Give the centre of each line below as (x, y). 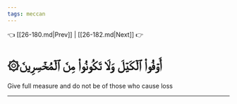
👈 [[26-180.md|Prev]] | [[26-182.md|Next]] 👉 (75, 34)
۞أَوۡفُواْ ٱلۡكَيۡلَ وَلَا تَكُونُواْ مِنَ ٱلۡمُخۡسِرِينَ (85, 65)
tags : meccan (26, 14)
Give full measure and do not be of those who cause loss (90, 86)
